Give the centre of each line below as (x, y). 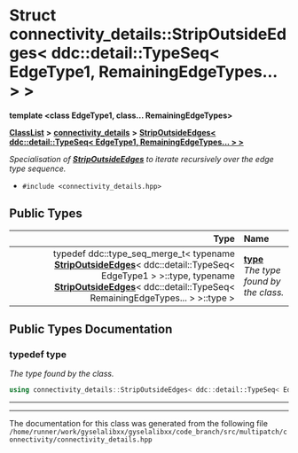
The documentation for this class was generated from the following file (139, 424)
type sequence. (38, 168)
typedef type (38, 355)
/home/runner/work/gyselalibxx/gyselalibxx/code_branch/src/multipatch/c (149, 432)
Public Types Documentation (91, 329)
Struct (33, 16)
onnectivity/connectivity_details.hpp (81, 440)
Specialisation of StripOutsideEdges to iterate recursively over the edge (142, 159)
